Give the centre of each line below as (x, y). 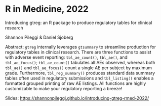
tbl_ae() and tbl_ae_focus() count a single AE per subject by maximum (79, 68)
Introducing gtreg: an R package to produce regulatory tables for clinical (79, 23)
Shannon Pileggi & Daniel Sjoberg (39, 37)
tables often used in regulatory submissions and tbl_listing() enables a (80, 78)
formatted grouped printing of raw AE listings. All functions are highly (76, 83)
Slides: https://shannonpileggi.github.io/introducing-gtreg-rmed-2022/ (77, 98)
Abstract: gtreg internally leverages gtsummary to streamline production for (81, 47)
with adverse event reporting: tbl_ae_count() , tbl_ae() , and (66, 57)
